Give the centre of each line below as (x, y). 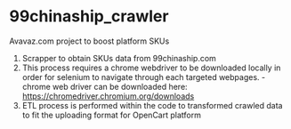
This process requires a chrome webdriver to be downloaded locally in (151, 68)
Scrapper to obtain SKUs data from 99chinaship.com (119, 58)
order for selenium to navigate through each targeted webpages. (141, 77)
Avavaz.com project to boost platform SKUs (89, 41)
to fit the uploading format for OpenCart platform (112, 115)
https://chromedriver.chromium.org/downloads (108, 96)
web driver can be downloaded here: (120, 86)
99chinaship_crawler (89, 16)
